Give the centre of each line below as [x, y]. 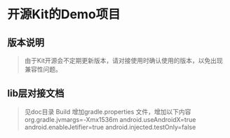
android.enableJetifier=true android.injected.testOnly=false [110, 127]
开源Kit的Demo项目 [64, 14]
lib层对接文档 [36, 94]
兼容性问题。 [43, 69]
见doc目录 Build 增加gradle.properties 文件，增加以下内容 [108, 111]
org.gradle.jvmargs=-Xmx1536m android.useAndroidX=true [110, 119]
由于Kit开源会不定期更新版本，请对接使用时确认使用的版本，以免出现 [123, 61]
